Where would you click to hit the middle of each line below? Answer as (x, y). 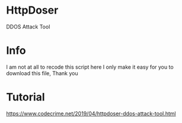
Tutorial (26, 97)
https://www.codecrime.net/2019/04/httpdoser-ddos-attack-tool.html (91, 114)
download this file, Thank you (42, 73)
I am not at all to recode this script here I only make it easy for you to (90, 67)
